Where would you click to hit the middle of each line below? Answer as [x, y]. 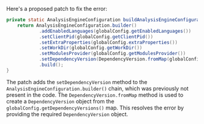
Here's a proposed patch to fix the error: [57, 9]
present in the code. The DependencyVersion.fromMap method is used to [95, 95]
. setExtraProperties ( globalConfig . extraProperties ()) [108, 42]
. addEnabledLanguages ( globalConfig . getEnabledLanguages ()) [115, 31]
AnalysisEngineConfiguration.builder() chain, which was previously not [97, 88]
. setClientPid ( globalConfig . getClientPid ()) [96, 37]
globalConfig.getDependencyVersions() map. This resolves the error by [95, 108]
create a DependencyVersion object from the [60, 101]
